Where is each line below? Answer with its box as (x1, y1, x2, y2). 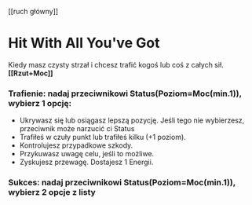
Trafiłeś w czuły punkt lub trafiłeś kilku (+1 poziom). (19, 133, 186, 142)
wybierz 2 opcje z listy (8, 187, 96, 198)
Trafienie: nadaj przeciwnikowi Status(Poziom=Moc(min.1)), (8, 88, 242, 99)
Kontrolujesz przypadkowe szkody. (19, 141, 133, 150)
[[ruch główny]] (8, 7, 59, 16)
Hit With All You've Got (8, 35, 160, 52)
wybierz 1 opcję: (8, 97, 72, 108)
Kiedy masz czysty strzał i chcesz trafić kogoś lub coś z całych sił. (8, 60, 224, 69)
